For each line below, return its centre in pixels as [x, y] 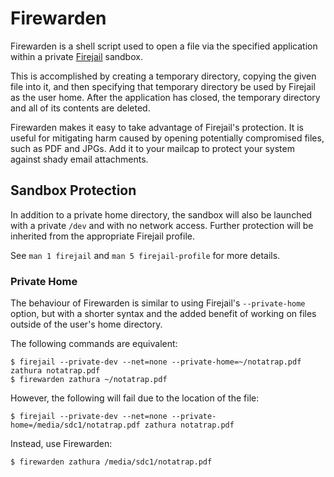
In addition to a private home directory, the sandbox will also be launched [161, 214]
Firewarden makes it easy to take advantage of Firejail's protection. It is [157, 127]
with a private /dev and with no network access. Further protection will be [162, 225]
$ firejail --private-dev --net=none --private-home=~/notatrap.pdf [156, 362]
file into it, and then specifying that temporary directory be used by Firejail [163, 86]
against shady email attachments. [79, 159]
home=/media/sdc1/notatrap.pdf [75, 425]
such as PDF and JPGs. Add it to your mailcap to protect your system [152, 148]
